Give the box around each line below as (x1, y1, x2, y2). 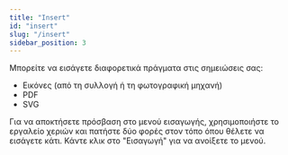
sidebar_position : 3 (9, 38, 87, 47)
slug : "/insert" (9, 30, 70, 39)
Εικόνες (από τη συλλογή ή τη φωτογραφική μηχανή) (22, 80, 223, 90)
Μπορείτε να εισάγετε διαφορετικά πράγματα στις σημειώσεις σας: (9, 63, 264, 73)
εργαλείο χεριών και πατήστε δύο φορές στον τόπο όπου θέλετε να (9, 126, 265, 137)
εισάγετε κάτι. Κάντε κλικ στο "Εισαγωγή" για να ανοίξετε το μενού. (9, 135, 266, 146)
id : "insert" (9, 22, 58, 30)
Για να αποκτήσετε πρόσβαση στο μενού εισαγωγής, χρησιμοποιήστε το (9, 116, 279, 127)
